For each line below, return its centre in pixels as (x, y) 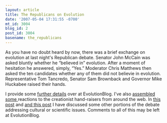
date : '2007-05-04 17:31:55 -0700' (43, 19)
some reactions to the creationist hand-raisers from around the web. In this (83, 99)
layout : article (22, 10)
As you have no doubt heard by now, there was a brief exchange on (75, 52)
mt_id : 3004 (18, 24)
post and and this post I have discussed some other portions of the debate (82, 104)
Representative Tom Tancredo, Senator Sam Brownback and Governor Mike (84, 79)
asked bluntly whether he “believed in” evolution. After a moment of (75, 63)
